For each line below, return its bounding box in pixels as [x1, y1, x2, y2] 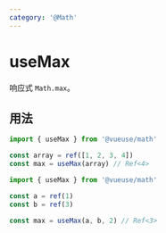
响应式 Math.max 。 [9, 82, 76, 93]
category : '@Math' [9, 12, 78, 22]
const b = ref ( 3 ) [9, 200, 74, 209]
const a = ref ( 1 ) [9, 191, 74, 201]
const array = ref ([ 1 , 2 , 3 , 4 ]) [9, 151, 134, 161]
